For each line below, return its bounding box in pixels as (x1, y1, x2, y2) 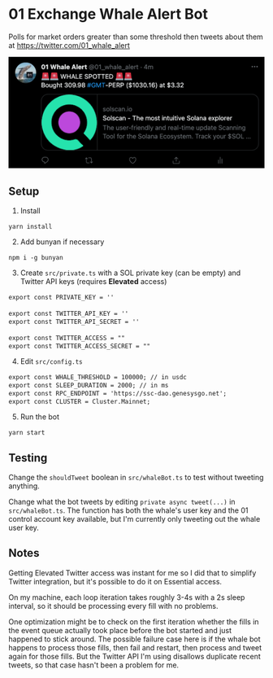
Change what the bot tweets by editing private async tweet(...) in (8, 497, 236, 507)
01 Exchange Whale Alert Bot (8, 5, 209, 24)
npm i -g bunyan (8, 254, 63, 262)
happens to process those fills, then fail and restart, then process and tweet (8, 642, 262, 652)
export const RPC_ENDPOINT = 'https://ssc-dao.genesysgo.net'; (8, 390, 227, 398)
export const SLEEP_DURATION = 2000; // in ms (8, 382, 169, 390)
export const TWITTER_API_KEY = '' (8, 310, 129, 318)
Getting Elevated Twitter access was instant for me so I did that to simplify (8, 567, 257, 578)
